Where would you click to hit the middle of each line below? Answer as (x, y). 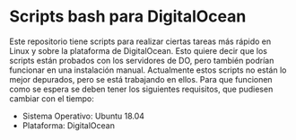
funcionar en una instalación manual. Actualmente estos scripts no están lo (148, 70)
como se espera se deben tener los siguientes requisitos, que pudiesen (141, 89)
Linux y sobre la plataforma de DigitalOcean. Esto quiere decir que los (138, 50)
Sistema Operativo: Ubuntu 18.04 (83, 116)
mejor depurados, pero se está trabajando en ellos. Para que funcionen (141, 79)
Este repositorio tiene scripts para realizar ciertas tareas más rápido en (140, 41)
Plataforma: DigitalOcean (68, 125)
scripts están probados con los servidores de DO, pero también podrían (142, 60)
